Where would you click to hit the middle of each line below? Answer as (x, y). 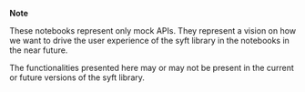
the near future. (39, 50)
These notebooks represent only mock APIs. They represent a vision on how (153, 31)
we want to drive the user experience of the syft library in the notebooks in (149, 41)
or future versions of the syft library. (77, 77)
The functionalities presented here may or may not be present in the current (152, 68)
